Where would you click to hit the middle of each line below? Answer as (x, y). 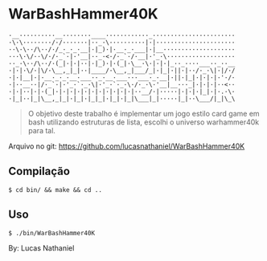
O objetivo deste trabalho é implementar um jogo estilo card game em (144, 113)
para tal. (42, 130)
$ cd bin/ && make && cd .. (55, 190)
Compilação (39, 171)
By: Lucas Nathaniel (41, 248)
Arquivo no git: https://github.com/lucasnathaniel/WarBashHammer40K (127, 146)
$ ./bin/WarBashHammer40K (51, 233)
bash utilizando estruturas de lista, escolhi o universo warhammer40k (144, 122)
